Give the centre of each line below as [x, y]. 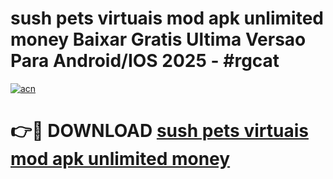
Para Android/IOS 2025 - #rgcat [145, 61]
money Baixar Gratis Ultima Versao [158, 39]
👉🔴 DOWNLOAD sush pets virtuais [159, 131]
